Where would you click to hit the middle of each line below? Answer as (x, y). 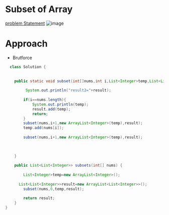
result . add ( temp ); (51, 109)
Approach (26, 44)
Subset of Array (39, 9)
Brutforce (22, 58)
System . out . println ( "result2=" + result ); (68, 90)
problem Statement (25, 23)
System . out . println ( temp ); (60, 104)
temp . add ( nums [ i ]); (44, 128)
